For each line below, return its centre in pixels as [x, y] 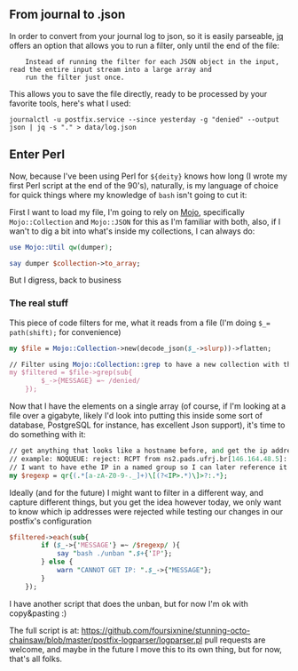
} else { [57, 562]
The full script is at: [44, 630]
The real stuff [39, 303]
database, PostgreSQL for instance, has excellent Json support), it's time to [147, 425]
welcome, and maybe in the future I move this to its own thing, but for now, [145, 649]
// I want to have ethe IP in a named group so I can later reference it [149, 467]
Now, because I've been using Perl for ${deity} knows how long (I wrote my [149, 176]
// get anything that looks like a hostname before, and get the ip [138, 451]
